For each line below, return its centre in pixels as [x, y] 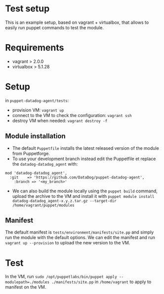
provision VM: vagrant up [38, 110]
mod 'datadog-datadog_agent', [36, 173]
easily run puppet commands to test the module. [54, 27]
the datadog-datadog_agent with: [45, 164]
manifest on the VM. [26, 287]
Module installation [35, 136]
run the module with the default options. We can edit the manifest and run [80, 237]
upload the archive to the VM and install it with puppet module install [83, 196]
